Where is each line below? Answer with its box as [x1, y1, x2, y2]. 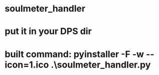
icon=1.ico [5, 59, 49, 70]
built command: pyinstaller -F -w [5, 48, 144, 60]
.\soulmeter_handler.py [50, 59, 151, 70]
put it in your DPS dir [5, 26, 92, 37]
